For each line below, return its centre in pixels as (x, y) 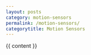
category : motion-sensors (38, 18)
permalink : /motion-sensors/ (43, 23)
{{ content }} (21, 46)
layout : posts (24, 12)
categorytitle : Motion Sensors (45, 29)
